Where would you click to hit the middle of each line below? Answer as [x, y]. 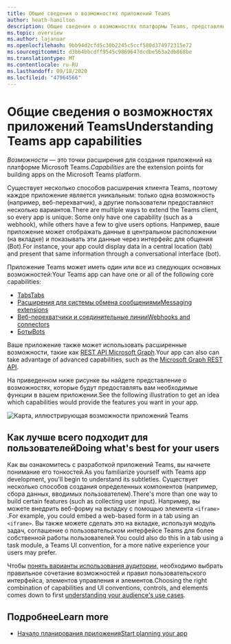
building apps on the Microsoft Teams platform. [74, 175]
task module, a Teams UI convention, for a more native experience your [108, 546]
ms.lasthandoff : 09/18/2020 [47, 71]
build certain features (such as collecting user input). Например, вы [104, 501]
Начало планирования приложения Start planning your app [102, 633]
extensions [33, 310]
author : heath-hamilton [41, 20]
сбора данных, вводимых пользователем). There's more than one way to [112, 494]
